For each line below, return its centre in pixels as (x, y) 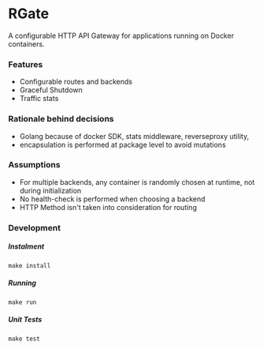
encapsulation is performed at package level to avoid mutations (122, 144)
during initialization (50, 190)
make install (30, 265)
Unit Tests (25, 320)
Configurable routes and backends (76, 82)
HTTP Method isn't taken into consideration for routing (108, 207)
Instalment (26, 246)
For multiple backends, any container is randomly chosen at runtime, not (137, 182)
